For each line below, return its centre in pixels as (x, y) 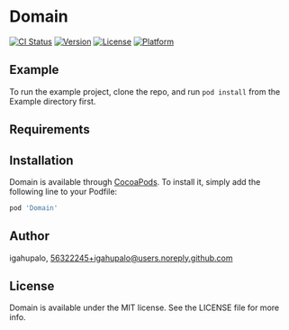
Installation (41, 160)
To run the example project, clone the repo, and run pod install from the (145, 91)
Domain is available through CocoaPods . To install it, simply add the (135, 181)
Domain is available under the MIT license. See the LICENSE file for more (144, 307)
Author (29, 236)
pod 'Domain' (34, 208)
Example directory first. (53, 101)
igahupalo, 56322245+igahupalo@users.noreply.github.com (121, 258)
